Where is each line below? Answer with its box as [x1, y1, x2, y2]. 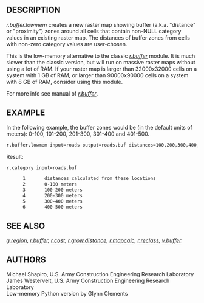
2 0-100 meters [22, 181, 78, 187]
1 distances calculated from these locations [22, 176, 156, 182]
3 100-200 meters [22, 187, 83, 193]
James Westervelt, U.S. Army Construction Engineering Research [6, 277, 170, 285]
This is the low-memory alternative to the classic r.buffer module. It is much [6, 52, 195, 60]
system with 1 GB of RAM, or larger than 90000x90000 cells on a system [6, 71, 189, 78]
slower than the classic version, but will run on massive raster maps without [6, 58, 195, 66]
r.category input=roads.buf [6, 164, 78, 171]
